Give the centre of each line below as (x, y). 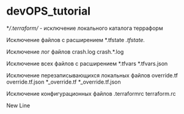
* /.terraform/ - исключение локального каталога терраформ (85, 28)
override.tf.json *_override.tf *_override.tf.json (64, 82)
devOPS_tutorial (48, 11)
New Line (18, 105)
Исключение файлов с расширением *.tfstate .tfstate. (76, 40)
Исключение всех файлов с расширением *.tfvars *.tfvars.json (87, 63)
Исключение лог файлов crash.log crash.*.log (65, 52)
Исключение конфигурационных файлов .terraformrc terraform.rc (91, 93)
